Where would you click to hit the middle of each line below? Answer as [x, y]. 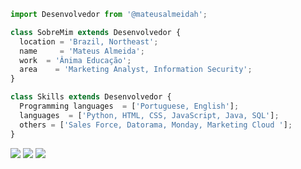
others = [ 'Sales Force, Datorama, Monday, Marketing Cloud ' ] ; [156, 125]
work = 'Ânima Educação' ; [75, 60]
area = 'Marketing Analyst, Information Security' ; [136, 70]
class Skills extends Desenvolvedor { [91, 97]
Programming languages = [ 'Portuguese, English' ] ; [129, 106]
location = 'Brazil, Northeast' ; [89, 41]
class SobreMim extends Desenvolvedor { [96, 32]
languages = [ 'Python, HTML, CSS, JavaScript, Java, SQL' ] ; [149, 115]
